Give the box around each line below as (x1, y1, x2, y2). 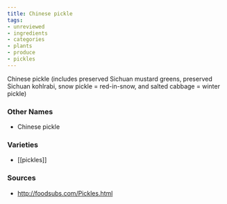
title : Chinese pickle (7, 10, 73, 17)
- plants (7, 42, 33, 49)
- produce (7, 49, 36, 56)
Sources (7, 173, 36, 183)
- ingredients (7, 29, 49, 37)
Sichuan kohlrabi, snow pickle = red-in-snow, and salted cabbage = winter (7, 81, 221, 91)
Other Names (7, 107, 53, 116)
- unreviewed (7, 23, 45, 30)
